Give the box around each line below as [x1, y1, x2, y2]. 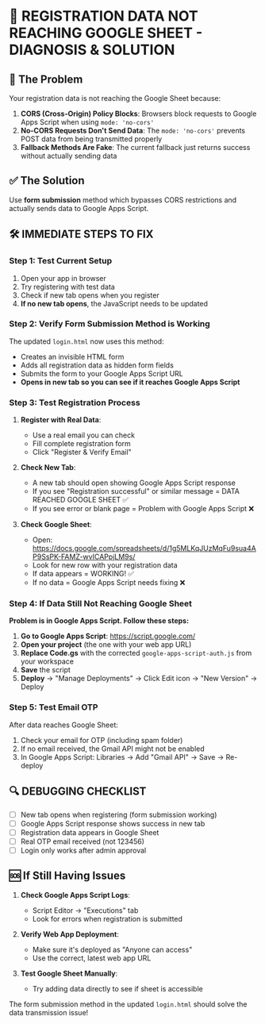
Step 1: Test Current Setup [9, 256, 113, 267]
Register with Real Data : [20, 415, 102, 425]
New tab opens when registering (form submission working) [20, 810, 217, 819]
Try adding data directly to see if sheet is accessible [32, 984, 203, 993]
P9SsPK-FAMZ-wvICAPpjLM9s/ [32, 552, 136, 562]
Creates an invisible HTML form [20, 352, 125, 361]
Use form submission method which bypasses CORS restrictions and [9, 194, 237, 205]
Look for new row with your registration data [32, 560, 178, 570]
